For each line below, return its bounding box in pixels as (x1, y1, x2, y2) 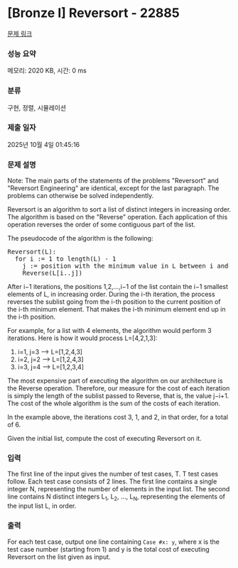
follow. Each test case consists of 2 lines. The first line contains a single (7, 477, 217, 486)
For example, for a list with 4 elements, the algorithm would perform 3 (7, 327, 212, 335)
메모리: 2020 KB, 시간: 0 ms (7, 66, 87, 75)
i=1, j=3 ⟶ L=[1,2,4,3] (17, 348, 83, 356)
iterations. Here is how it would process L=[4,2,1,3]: (7, 334, 158, 342)
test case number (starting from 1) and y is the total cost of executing (7, 545, 210, 553)
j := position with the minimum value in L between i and (22, 262, 229, 271)
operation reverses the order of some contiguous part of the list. (7, 220, 195, 229)
